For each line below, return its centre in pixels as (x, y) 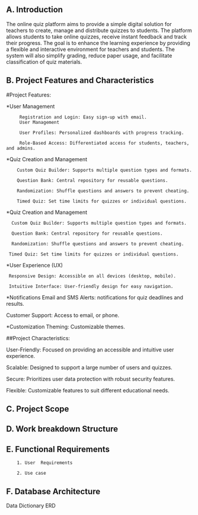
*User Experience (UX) (35, 265)
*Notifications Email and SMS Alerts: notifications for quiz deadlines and (95, 297)
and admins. (21, 148)
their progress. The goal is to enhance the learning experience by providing (98, 43)
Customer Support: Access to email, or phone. (63, 315)
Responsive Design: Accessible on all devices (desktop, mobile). (92, 276)
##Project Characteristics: (38, 338)
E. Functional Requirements (58, 449)
